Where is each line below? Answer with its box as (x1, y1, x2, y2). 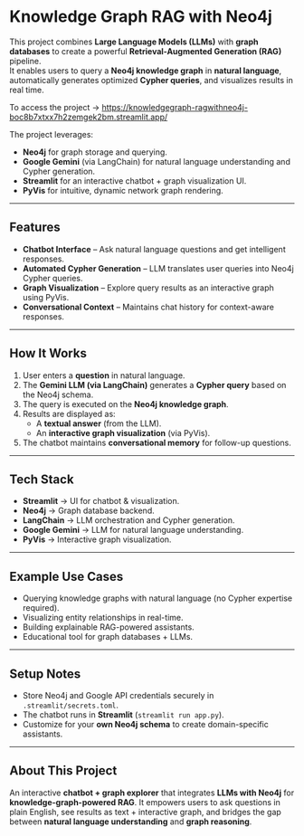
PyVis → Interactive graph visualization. (22, 534, 172, 545)
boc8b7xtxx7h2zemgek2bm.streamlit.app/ (9, 111, 168, 122)
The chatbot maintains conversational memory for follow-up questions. (22, 437, 291, 448)
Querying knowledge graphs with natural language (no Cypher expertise (22, 593, 293, 603)
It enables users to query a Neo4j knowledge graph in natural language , (9, 65, 282, 76)
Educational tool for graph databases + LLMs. (22, 632, 193, 642)
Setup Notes (9, 666, 81, 681)
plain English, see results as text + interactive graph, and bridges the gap (9, 806, 282, 817)
